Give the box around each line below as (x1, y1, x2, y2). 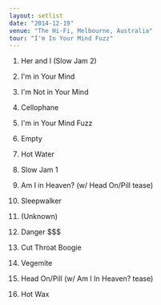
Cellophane (20, 103, 59, 112)
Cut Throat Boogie (20, 242, 83, 253)
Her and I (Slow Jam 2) (20, 56, 97, 66)
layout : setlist (9, 11, 63, 20)
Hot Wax (20, 290, 50, 299)
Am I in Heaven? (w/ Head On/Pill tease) (20, 181, 154, 190)
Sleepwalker (20, 196, 62, 205)
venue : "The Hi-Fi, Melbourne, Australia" (9, 26, 153, 35)
